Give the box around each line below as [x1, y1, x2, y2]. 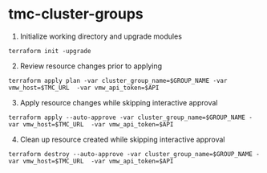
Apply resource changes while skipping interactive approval [19, 97, 218, 107]
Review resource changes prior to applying [19, 61, 163, 71]
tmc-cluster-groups [8, 5, 144, 23]
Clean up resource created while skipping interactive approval [19, 134, 225, 144]
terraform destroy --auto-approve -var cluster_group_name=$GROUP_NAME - [8, 150, 261, 158]
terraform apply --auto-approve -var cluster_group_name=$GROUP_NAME [8, 113, 246, 122]
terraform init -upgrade [8, 47, 91, 55]
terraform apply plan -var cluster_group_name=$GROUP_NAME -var [8, 76, 228, 84]
